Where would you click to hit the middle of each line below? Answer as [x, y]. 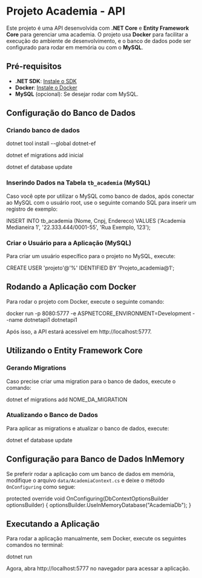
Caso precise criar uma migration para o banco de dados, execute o [91, 381]
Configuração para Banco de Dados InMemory [96, 459]
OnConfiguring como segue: [41, 486]
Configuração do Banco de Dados [71, 113]
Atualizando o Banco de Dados [52, 415]
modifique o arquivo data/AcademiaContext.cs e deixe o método [86, 480]
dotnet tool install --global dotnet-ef [51, 143]
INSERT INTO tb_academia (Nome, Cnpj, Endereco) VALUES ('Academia [96, 220]
